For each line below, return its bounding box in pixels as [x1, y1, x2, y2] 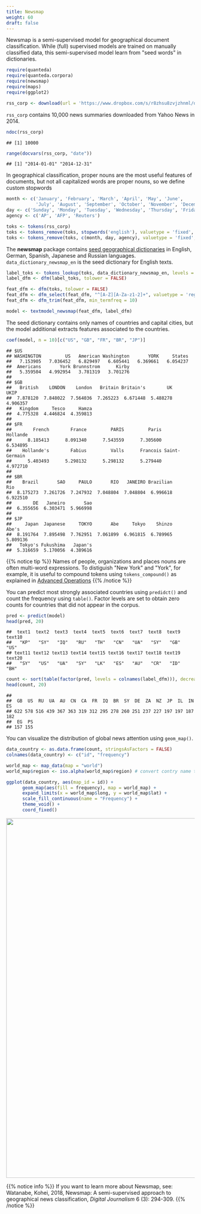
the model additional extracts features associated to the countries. [6, 325, 170, 333]
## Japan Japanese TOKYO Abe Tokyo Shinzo [6, 521, 172, 527]
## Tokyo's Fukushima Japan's [6, 542, 93, 548]
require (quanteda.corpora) [6, 73, 74, 79]
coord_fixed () [22, 807, 58, 813]
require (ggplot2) [6, 89, 50, 95]
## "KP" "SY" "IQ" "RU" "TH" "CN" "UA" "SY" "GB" [6, 640, 181, 646]
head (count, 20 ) [6, 682, 47, 688]
